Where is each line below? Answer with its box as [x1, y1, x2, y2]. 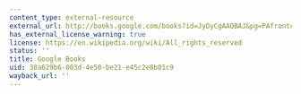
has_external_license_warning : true [9, 30, 146, 38]
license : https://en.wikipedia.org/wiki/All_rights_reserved [9, 38, 243, 47]
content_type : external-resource [9, 13, 134, 22]
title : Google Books [9, 55, 87, 64]
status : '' [9, 47, 50, 56]
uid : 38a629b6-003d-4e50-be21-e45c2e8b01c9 [9, 64, 175, 73]
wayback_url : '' [9, 72, 70, 81]
